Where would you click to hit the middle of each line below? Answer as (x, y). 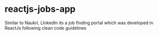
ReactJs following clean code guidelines (46, 28)
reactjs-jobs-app (40, 9)
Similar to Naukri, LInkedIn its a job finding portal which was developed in (79, 23)
